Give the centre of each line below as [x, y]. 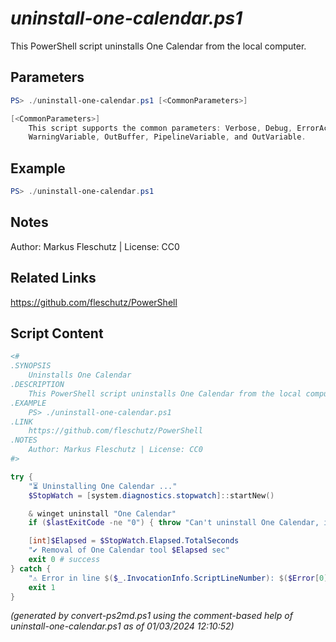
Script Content [57, 333]
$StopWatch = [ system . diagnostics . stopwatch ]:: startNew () [151, 495]
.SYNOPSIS [31, 366]
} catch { [31, 568]
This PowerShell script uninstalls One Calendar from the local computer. [158, 46]
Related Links [53, 278]
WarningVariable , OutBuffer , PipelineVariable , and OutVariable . [167, 137]
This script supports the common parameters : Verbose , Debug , [160, 128]
